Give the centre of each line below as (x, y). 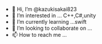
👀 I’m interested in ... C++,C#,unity (54, 15)
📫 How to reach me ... (39, 35)
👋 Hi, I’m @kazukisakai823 (44, 9)
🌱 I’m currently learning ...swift (49, 22)
